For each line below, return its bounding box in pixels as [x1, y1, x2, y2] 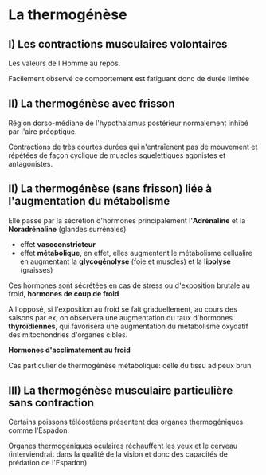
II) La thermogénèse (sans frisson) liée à [8, 182, 213, 196]
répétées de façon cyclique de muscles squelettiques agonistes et [8, 150, 226, 160]
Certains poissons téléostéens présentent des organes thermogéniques [8, 417, 244, 427]
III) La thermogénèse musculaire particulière [8, 384, 233, 398]
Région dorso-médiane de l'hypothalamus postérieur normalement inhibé [8, 118, 249, 128]
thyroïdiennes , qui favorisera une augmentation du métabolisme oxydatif [8, 321, 248, 331]
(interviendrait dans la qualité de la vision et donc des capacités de [8, 449, 229, 459]
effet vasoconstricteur [19, 239, 96, 249]
